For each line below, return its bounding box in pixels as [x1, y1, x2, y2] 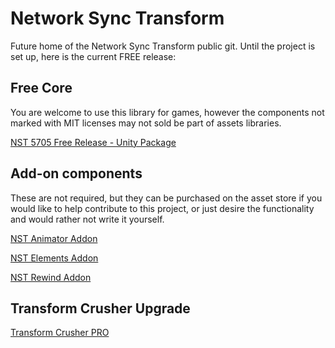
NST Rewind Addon [10, 271, 92, 283]
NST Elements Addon [10, 252, 99, 264]
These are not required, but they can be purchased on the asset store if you [10, 192, 323, 204]
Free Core [10, 80, 73, 97]
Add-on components [10, 165, 143, 182]
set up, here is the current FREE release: [10, 50, 177, 62]
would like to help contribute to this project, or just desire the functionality [10, 202, 315, 214]
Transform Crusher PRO [10, 327, 110, 339]
